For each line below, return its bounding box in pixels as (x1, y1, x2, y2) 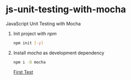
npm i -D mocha (13, 59, 46, 65)
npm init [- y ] (13, 40, 43, 46)
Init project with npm (13, 30, 57, 36)
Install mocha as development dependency (13, 50, 104, 56)
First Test (13, 69, 33, 75)
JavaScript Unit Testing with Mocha (6, 21, 81, 27)
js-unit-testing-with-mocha (6, 4, 126, 15)
